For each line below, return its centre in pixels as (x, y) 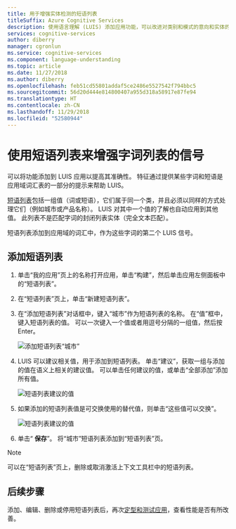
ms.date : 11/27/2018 (38, 72)
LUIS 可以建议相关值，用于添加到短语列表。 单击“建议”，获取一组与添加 (121, 361)
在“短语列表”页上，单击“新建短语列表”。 (75, 299)
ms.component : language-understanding (64, 60)
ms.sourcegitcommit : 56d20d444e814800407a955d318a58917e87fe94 (102, 92)
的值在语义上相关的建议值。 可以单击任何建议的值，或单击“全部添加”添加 (123, 370)
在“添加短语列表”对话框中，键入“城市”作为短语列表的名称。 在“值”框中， (122, 314)
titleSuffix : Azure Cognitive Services (66, 20)
